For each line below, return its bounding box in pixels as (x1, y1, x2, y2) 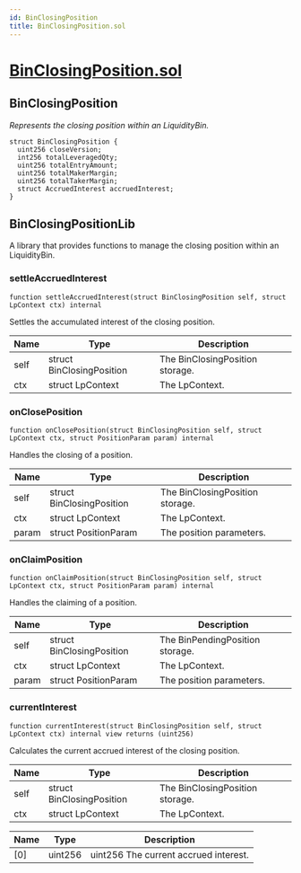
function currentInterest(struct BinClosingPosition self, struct (9, 721, 262, 730)
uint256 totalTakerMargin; (17, 176, 118, 185)
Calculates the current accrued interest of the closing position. (9, 745, 240, 755)
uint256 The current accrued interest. (90, 848, 249, 860)
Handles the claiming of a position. (9, 597, 137, 608)
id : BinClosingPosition (9, 13, 99, 22)
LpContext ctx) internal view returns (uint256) (9, 729, 194, 738)
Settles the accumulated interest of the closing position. (9, 316, 215, 327)
